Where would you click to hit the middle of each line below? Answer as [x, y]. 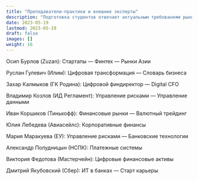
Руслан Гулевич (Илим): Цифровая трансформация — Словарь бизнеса [96, 73]
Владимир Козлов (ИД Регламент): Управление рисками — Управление [97, 96]
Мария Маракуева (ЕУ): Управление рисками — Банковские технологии [97, 136]
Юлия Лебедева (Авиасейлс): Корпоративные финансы [76, 125]
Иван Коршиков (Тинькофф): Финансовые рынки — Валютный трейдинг [97, 113]
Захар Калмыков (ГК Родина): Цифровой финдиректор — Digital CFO [93, 84]
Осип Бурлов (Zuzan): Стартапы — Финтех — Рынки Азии [79, 61]
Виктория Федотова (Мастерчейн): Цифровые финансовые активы [90, 159]
